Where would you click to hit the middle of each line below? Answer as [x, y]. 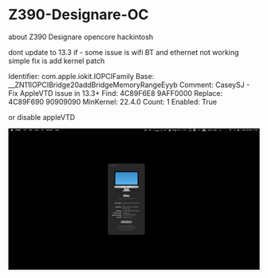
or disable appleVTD [42, 117]
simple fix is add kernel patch [57, 61]
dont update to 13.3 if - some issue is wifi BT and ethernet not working [124, 52]
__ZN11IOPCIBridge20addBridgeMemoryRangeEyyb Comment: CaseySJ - [129, 85]
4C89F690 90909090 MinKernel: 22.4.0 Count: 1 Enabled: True [113, 101]
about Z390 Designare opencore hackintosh [81, 37]
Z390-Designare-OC [79, 15]
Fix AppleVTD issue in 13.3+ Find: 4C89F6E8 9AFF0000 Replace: [116, 93]
